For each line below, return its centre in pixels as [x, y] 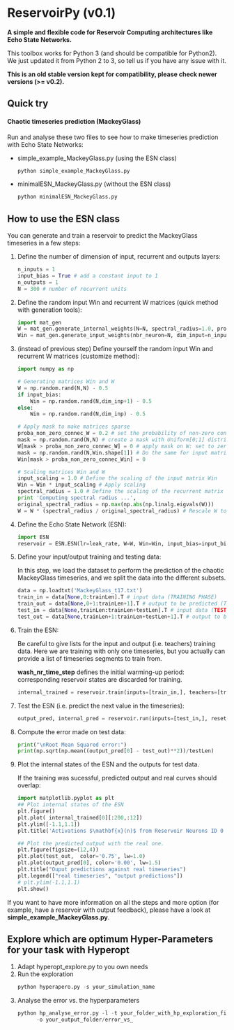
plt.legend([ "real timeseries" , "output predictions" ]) [100, 875]
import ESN [33, 537]
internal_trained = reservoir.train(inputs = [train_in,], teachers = [117, 692]
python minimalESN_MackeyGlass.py [67, 197]
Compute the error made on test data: [72, 731]
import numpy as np [46, 369]
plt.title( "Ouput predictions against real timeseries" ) [102, 870]
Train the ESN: [38, 630]
